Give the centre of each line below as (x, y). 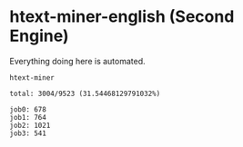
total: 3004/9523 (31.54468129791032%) (85, 93)
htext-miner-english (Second (122, 17)
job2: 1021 (30, 125)
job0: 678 (28, 109)
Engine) (40, 36)
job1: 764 (28, 117)
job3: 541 (28, 133)
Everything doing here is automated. (77, 61)
